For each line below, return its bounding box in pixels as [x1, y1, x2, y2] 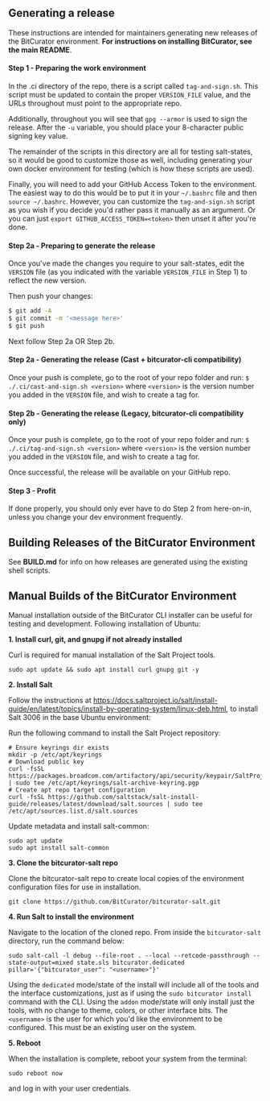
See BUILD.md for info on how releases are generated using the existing [8, 557, 247, 567]
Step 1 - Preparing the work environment [8, 64, 146, 73]
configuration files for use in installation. [8, 882, 141, 892]
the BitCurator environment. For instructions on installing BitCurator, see [8, 36, 253, 46]
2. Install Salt [8, 680, 53, 689]
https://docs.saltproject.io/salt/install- [92, 696, 219, 706]
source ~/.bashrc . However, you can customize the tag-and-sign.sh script [8, 197, 256, 206]
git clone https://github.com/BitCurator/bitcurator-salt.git [8, 898, 221, 906]
